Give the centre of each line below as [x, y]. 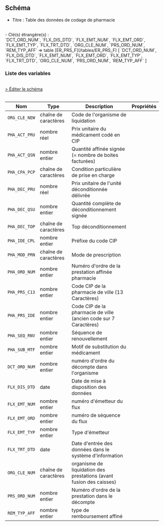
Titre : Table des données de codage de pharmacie [63, 20]
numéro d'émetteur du [97, 401]
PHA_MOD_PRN [21, 255]
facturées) [83, 161]
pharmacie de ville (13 [97, 292]
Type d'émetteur [91, 432]
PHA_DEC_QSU [21, 210]
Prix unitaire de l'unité [96, 183]
